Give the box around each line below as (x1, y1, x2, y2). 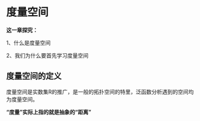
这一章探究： (6, 26, 38, 34)
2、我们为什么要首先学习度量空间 (6, 52, 89, 59)
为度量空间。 (6, 95, 38, 102)
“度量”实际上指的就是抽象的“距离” (6, 108, 92, 116)
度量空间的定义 (6, 71, 62, 81)
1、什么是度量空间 (6, 39, 51, 46)
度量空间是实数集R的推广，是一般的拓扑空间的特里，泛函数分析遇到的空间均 (6, 88, 194, 95)
